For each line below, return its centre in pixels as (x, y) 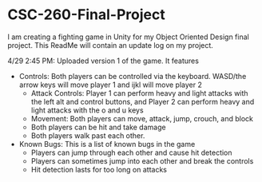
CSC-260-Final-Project (86, 15)
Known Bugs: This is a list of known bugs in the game (107, 144)
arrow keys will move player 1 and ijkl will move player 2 (111, 85)
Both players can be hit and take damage (98, 127)
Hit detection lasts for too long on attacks (99, 169)
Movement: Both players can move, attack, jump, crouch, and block (142, 118)
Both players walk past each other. (88, 135)
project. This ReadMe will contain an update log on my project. (110, 45)
